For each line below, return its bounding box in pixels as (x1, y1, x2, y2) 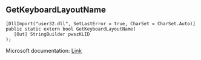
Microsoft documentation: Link (5, 47, 82, 54)
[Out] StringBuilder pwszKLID (13, 31, 90, 37)
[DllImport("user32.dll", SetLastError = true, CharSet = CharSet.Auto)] (5, 20, 196, 26)
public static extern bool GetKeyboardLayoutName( (5, 26, 136, 32)
